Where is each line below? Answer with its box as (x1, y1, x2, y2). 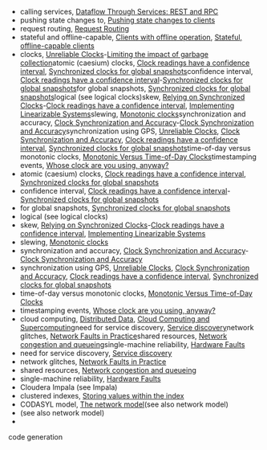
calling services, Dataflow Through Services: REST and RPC (19, 7, 219, 16)
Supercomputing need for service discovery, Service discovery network (19, 323, 254, 332)
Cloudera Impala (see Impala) (19, 382, 118, 392)
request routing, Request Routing (19, 24, 130, 33)
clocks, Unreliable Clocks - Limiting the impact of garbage (19, 50, 208, 59)
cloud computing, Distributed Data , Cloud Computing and (19, 314, 210, 324)
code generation (8, 432, 63, 441)
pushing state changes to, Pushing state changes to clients (19, 15, 216, 25)
